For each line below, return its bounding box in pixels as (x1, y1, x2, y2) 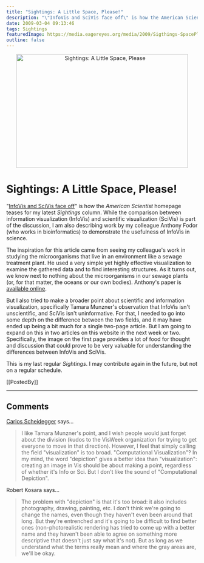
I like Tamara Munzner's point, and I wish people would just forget (21, 429, 186, 437)
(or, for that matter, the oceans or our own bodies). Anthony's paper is (6, 278, 182, 286)
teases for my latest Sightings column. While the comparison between (6, 209, 182, 216)
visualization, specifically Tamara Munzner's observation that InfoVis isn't (6, 303, 190, 310)
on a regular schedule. (6, 366, 63, 374)
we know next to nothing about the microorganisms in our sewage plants (6, 272, 188, 279)
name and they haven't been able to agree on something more (21, 530, 177, 538)
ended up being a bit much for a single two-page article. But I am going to (6, 322, 191, 329)
